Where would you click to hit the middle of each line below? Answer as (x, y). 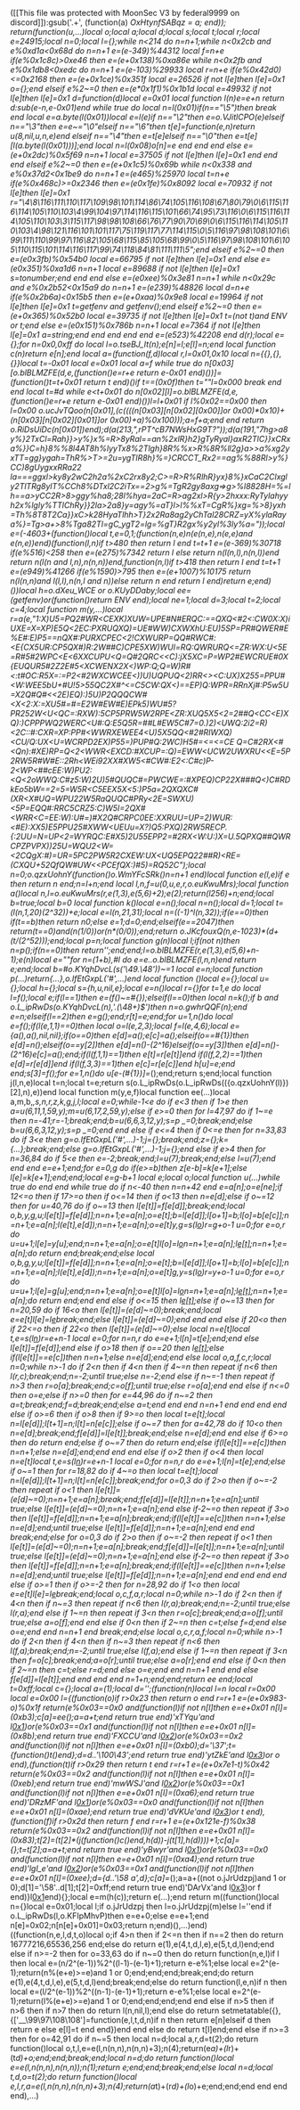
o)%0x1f (25, 1707)
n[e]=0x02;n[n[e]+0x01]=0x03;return (79, 1925)
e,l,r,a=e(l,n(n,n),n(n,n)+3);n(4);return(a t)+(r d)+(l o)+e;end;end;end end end (149, 2086)
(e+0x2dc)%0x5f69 (46, 155)
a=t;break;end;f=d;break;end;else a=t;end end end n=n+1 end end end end (149, 1404)
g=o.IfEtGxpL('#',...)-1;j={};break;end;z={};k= (146, 1139)
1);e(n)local (31, 960)
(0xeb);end (31, 1783)
